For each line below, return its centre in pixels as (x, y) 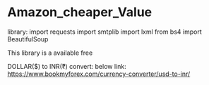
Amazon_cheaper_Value (80, 12)
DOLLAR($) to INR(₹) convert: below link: (67, 66)
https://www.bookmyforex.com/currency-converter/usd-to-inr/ (99, 74)
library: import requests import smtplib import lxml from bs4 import (105, 32)
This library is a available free (50, 53)
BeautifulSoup (28, 39)
